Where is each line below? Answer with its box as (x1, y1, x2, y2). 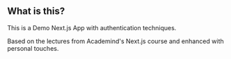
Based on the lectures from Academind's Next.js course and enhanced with (7, 37, 224, 45)
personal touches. (7, 44, 59, 52)
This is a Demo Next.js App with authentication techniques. (7, 23, 177, 32)
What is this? (7, 5, 65, 17)
